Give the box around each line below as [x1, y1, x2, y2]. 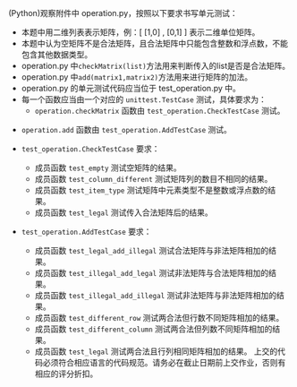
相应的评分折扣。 [34, 368, 98, 379]
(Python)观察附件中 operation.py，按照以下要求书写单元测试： [8, 8, 238, 18]
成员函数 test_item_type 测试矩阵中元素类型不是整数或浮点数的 [34, 185, 268, 195]
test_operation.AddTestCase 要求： [21, 227, 152, 236]
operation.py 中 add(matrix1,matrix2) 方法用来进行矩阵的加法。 [21, 72, 253, 82]
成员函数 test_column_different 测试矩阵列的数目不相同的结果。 [34, 174, 273, 184]
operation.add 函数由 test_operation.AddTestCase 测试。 [21, 125, 232, 134]
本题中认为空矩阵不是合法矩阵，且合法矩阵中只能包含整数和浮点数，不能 [21, 39, 288, 48]
